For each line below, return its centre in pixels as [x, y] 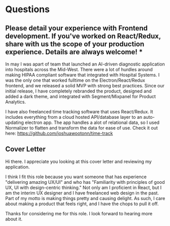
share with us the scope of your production [75, 44]
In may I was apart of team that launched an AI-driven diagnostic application [85, 64]
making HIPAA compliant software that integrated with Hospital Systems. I [82, 75]
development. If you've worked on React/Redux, [83, 36]
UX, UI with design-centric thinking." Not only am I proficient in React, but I [83, 187]
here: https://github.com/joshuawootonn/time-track [59, 133]
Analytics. [16, 102]
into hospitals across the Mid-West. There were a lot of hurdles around [79, 69]
